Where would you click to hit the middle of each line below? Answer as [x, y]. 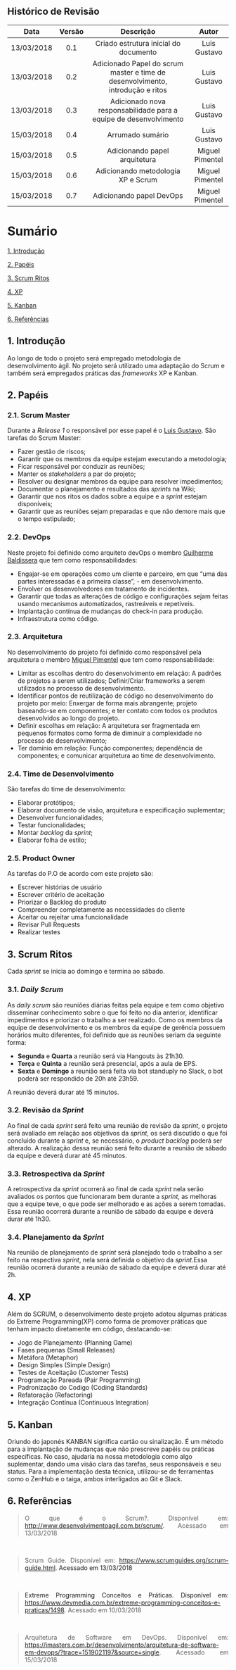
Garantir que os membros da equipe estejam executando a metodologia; [122, 459]
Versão [72, 31]
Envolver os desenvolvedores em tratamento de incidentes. [103, 589]
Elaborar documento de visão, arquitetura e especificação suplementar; [121, 810]
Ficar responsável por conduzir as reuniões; [81, 467]
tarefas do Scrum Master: [44, 438]
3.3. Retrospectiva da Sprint [56, 1174]
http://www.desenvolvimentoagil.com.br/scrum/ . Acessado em [126, 1525]
